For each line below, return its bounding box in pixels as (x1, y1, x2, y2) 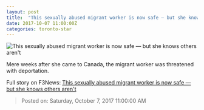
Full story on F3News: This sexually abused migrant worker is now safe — (6, 79, 191, 86)
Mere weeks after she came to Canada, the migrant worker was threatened (6, 61, 194, 68)
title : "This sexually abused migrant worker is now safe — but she (6, 15, 186, 21)
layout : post (6, 9, 39, 15)
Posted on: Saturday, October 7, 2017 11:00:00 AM (21, 97, 146, 105)
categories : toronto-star (6, 26, 72, 32)
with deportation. (6, 67, 50, 75)
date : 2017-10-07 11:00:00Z (6, 20, 78, 26)
